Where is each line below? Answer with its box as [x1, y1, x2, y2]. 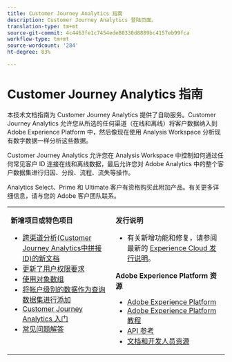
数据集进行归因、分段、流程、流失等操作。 [12, 168, 135, 177]
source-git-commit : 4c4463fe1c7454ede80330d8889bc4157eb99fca [7, 29, 190, 37]
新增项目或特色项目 [10, 215, 74, 225]
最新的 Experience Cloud [127, 243, 208, 252]
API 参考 [127, 325, 154, 335]
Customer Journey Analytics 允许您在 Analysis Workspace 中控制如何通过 [7, 151, 217, 159]
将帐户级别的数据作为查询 [22, 284, 106, 294]
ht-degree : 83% [7, 49, 51, 56]
